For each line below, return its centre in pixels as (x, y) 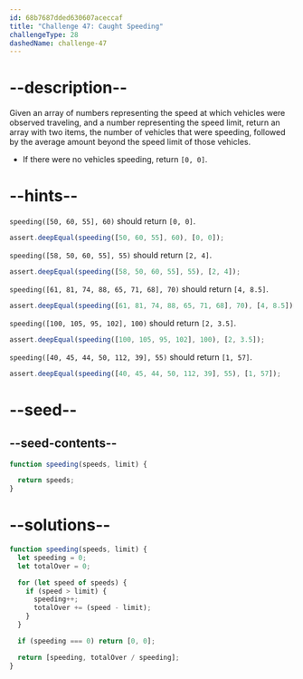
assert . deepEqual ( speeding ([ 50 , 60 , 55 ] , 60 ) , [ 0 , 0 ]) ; (117, 238)
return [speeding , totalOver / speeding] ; (99, 657)
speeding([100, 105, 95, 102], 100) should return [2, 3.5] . (123, 323)
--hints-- (44, 196)
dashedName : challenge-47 (58, 43)
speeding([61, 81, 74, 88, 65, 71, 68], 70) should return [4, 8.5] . (139, 289)
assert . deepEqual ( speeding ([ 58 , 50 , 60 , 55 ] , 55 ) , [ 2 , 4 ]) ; (125, 272)
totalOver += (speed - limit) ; (92, 608)
